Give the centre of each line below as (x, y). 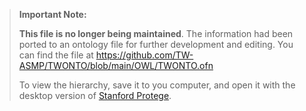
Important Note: (52, 14)
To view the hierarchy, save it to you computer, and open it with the (157, 85)
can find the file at (56, 55)
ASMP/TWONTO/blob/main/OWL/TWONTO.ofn (116, 65)
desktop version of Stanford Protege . (95, 95)
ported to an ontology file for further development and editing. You (156, 44)
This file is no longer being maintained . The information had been (156, 33)
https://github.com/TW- (144, 55)
